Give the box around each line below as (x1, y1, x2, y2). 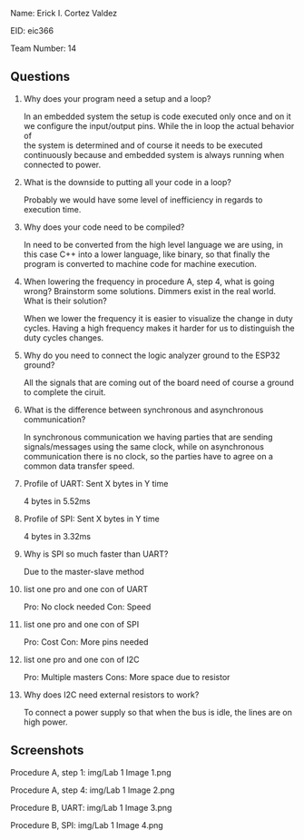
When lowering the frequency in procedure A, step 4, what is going (23, 276, 275, 287)
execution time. (23, 203, 82, 214)
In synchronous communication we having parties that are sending (23, 431, 273, 442)
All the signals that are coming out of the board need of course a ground (23, 377, 294, 388)
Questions (10, 69, 71, 84)
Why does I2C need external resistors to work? (23, 689, 200, 700)
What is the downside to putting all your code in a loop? (23, 176, 232, 187)
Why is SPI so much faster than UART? (23, 548, 169, 559)
